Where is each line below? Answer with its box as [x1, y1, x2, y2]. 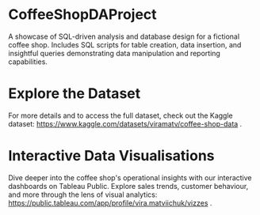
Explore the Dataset [8, 85, 141, 103]
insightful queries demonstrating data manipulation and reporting [8, 48, 220, 58]
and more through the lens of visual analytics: [8, 190, 158, 199]
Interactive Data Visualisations [8, 147, 215, 165]
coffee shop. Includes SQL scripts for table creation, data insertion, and [8, 40, 242, 49]
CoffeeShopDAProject [8, 6, 157, 24]
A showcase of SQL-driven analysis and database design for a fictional [8, 32, 240, 41]
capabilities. [8, 57, 48, 66]
